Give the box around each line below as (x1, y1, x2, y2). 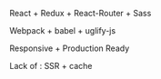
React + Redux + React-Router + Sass (9, 8, 152, 18)
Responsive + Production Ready (9, 43, 130, 54)
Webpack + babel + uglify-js (9, 25, 116, 35)
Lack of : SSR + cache (9, 61, 93, 71)
